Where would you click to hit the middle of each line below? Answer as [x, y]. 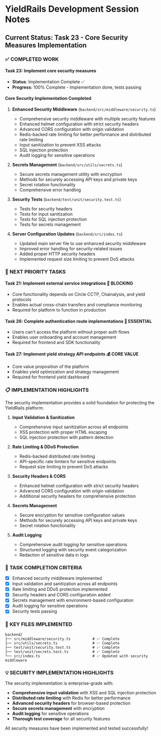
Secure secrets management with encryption [58, 709]
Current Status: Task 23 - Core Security [67, 37]
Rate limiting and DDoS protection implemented [60, 589]
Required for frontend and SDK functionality [56, 343]
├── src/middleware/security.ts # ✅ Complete [62, 639]
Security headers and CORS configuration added [61, 595]
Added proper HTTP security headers [57, 254]
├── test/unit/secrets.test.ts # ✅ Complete [62, 652]
